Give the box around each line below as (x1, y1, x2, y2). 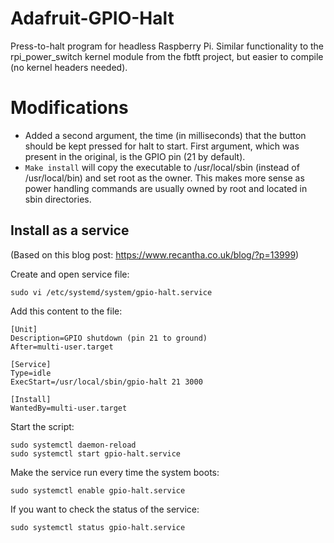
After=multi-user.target (10, 342, 114, 352)
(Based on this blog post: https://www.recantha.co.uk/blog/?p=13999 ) (10, 248, 300, 261)
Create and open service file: (10, 268, 130, 280)
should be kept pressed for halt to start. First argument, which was (24, 140, 300, 152)
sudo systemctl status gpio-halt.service (10, 522, 186, 532)
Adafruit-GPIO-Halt (10, 7, 175, 30)
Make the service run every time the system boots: (10, 466, 220, 478)
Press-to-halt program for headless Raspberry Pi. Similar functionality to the (10, 40, 325, 52)
